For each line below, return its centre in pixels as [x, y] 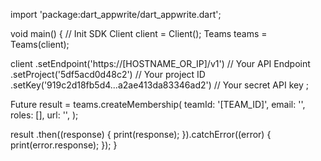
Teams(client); [40, 44]
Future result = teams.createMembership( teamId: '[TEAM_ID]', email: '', [158, 104]
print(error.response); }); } [64, 145]
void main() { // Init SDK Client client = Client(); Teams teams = [139, 33]
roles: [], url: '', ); [44, 115]
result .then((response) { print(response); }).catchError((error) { [141, 134]
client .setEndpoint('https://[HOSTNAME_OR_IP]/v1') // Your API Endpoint [160, 63]
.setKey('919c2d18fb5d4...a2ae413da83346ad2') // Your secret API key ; [159, 85]
